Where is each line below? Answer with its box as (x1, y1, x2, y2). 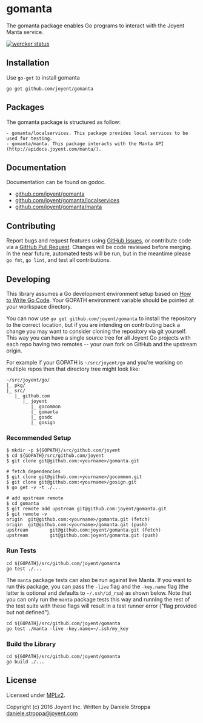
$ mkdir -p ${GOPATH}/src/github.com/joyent (6, 447, 121, 454)
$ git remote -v (6, 511, 47, 518)
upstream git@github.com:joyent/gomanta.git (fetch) (6, 527, 162, 533)
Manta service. (6, 28, 44, 35)
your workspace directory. (6, 303, 73, 310)
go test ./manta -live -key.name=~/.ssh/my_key (6, 625, 129, 632)
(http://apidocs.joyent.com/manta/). (6, 146, 102, 152)
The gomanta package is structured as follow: (6, 118, 121, 126)
